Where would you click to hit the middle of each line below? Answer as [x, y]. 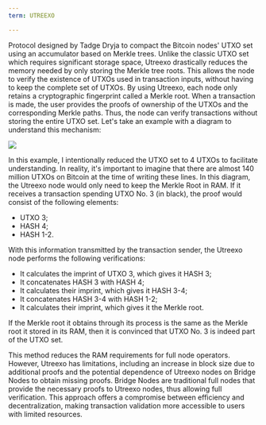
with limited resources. [46, 414]
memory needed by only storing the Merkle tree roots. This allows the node [131, 70]
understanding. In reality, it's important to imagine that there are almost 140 [131, 168]
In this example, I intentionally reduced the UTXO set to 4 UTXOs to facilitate [133, 160]
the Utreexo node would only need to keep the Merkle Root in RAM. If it [125, 185]
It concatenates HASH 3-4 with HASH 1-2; [89, 299]
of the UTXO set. [36, 339]
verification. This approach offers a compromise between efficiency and [126, 397]
